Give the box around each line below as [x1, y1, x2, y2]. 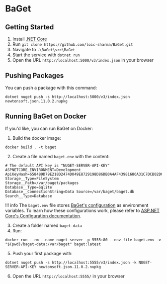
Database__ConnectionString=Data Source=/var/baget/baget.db [5, 189, 135, 194]
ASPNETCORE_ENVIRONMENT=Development [5, 167, 81, 172]
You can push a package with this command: [5, 85, 97, 91]
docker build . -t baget [5, 145, 57, 150]
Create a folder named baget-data [12, 222, 82, 228]
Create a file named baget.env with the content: [12, 153, 110, 159]
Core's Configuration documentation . [5, 212, 82, 219]
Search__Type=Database [5, 193, 52, 198]
